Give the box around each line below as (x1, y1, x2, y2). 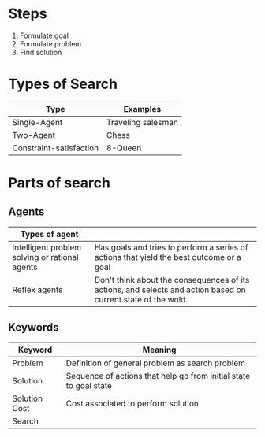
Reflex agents (12, 284, 63, 295)
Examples (123, 103, 162, 114)
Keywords (8, 320, 59, 335)
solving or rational (12, 251, 79, 262)
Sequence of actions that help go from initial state (65, 370, 251, 381)
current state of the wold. (94, 294, 188, 305)
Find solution (19, 47, 62, 57)
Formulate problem (19, 39, 82, 48)
